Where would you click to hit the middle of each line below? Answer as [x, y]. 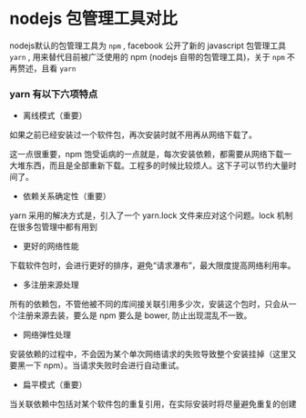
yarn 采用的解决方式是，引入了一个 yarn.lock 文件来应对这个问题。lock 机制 [151, 215]
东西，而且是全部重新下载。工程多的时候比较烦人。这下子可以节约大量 [157, 165]
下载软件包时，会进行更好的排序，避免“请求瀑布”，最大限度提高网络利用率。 [153, 265]
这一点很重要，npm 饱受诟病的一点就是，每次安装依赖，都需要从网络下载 [147, 154]
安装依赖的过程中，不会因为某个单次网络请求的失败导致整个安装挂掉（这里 [149, 354]
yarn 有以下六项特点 [54, 94]
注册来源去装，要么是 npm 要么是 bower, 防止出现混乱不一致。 [134, 315]
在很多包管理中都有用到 [53, 227]
